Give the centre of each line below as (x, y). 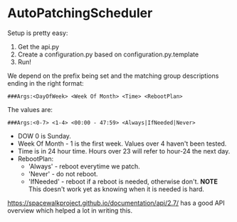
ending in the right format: (46, 83)
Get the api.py (38, 46)
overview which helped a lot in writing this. (70, 210)
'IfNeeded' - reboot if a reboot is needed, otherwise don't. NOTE (123, 181)
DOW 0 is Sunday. (44, 136)
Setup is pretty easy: (38, 33)
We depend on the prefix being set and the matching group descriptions (113, 76)
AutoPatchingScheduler (80, 13)
